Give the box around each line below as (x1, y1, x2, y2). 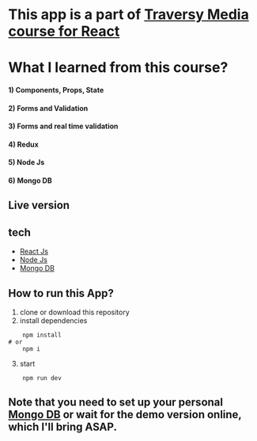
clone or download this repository (19, 307, 130, 317)
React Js (19, 247, 49, 257)
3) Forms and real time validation (8, 121, 119, 131)
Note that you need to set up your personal (8, 396, 224, 409)
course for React (8, 22, 120, 40)
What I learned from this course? (8, 59, 229, 77)
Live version (8, 199, 70, 212)
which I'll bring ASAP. (8, 420, 117, 434)
